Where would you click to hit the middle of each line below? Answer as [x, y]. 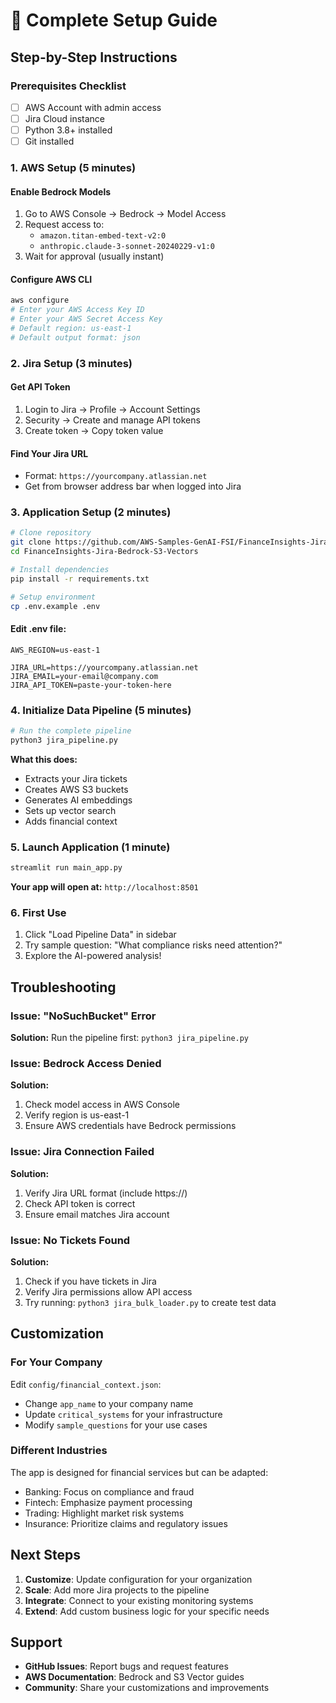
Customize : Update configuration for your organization [138, 1579]
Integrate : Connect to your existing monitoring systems [139, 1600]
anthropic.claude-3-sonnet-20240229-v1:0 [127, 247]
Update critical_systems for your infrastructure [123, 1414]
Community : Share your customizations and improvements [147, 1688]
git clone [31, 542]
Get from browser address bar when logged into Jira [133, 486]
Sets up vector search [70, 810]
